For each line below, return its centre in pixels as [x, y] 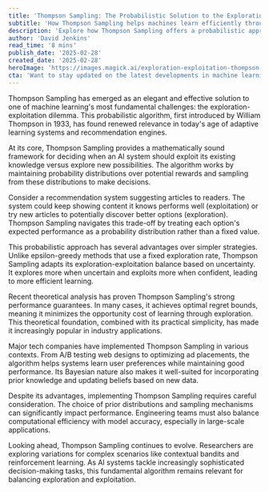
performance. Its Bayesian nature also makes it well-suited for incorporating [134, 371]
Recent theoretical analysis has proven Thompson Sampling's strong [122, 296]
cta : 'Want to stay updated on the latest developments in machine [123, 75]
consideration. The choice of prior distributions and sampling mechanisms [131, 404]
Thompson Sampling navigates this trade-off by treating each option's [124, 223]
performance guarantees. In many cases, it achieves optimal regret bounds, [133, 304]
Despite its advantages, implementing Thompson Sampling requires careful [132, 395]
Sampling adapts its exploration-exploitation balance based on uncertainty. [132, 264]
